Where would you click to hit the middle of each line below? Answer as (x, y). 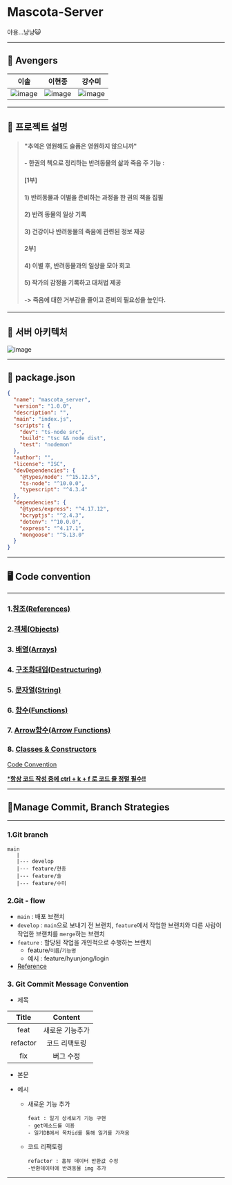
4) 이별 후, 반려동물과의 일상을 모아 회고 (77, 265)
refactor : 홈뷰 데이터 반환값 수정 (73, 1162)
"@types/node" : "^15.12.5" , (60, 477)
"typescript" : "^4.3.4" (54, 490)
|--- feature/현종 (41, 869)
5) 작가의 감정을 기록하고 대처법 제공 (72, 283)
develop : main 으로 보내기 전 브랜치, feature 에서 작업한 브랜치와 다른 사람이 (119, 925)
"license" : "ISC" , (40, 464)
